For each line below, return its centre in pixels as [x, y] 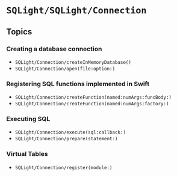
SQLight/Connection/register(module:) [64, 167]
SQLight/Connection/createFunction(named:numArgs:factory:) [92, 104]
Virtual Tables [27, 154]
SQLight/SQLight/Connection [76, 11]
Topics [19, 32]
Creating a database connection [54, 49]
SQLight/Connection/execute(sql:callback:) [70, 132]
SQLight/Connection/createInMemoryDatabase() [73, 62]
